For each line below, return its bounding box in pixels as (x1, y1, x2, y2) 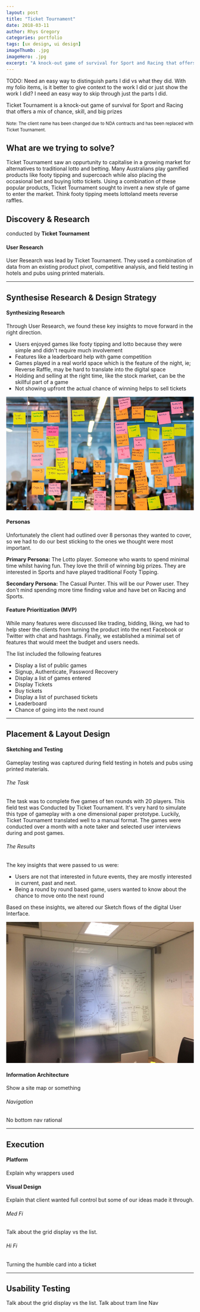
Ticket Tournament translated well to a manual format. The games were (6, 816, 182, 824)
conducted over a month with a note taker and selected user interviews (6, 823, 181, 830)
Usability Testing (6, 1283, 70, 1293)
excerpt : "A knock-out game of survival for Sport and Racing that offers (6, 60, 196, 66)
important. (6, 544, 32, 551)
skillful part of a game (14, 379, 68, 386)
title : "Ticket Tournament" (6, 16, 76, 22)
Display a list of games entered (14, 674, 91, 681)
